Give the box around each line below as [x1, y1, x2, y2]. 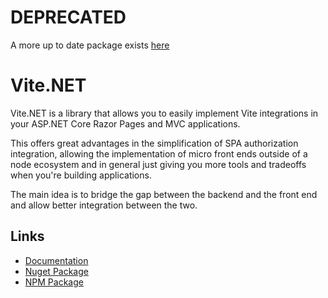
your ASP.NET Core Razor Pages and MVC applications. [10, 117, 241, 130]
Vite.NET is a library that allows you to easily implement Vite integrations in [10, 107, 319, 119]
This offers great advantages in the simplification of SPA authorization [10, 137, 299, 149]
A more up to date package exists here [10, 39, 170, 51]
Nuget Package [24, 265, 89, 277]
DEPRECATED [10, 6, 127, 29]
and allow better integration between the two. [10, 199, 198, 211]
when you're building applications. [10, 169, 152, 181]
